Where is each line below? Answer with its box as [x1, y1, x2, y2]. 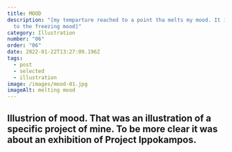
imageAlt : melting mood [7, 87, 76, 94]
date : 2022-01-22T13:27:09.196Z [7, 49, 100, 56]
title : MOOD [7, 10, 41, 17]
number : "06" [7, 36, 45, 43]
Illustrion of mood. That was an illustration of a [7, 112, 212, 124]
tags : [7, 55, 23, 62]
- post [13, 61, 32, 68]
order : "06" [7, 42, 41, 49]
